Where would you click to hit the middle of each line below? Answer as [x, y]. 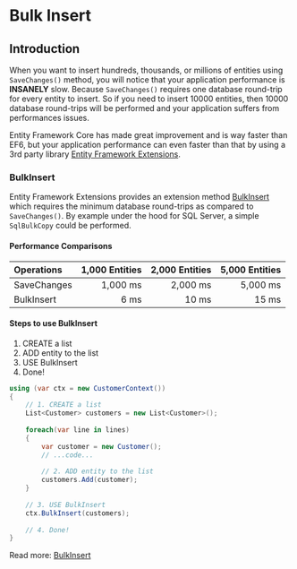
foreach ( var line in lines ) [77, 430]
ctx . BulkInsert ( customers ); [77, 513]
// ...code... [68, 455]
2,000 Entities [181, 270]
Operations [38, 270]
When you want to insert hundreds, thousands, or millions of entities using [146, 70]
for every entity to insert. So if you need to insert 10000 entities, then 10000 [149, 99]
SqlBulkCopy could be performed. [70, 226]
